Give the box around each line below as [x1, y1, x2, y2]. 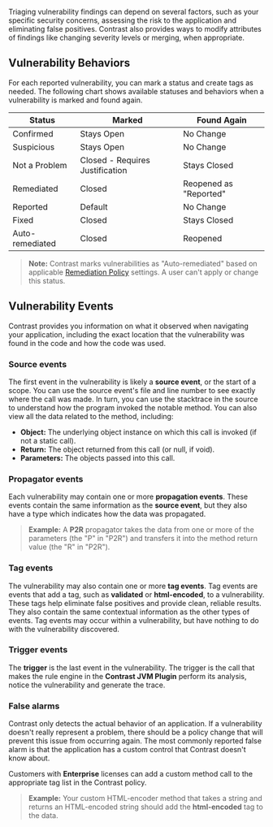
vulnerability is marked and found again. [8, 95, 143, 105]
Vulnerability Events [8, 300, 114, 314]
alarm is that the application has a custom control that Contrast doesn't [8, 745, 246, 755]
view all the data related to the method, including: [8, 411, 174, 421]
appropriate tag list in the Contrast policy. [8, 777, 147, 787]
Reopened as [182, 178, 234, 189]
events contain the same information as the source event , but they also [8, 500, 248, 510]
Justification [80, 164, 128, 175]
